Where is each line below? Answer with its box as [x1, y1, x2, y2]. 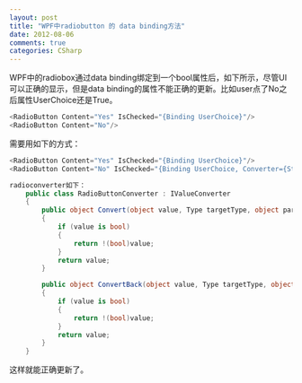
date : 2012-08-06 [9, 30, 75, 39]
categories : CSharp [9, 47, 83, 56]
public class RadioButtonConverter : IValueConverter [25, 189, 231, 198]
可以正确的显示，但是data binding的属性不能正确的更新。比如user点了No [9, 83, 280, 94]
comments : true [9, 38, 67, 48]
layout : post [9, 13, 58, 22]
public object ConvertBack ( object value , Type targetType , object [41, 280, 296, 290]
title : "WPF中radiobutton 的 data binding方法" [9, 22, 186, 30]
